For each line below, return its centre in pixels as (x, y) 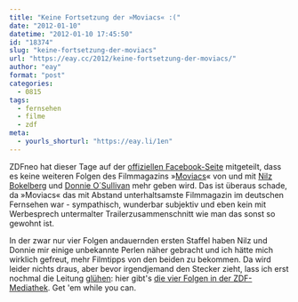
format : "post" (37, 75)
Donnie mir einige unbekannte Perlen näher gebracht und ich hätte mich (141, 250)
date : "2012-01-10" (45, 26)
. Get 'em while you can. (92, 287)
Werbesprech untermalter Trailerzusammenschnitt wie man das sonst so (142, 213)
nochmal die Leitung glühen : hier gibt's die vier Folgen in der (120, 278)
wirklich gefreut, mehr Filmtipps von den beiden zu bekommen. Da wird (140, 259)
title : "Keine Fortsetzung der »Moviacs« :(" (95, 17)
